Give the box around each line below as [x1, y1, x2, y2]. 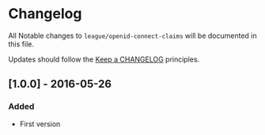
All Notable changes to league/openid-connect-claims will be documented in [8, 31, 257, 40]
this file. [8, 39, 34, 48]
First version [19, 119, 61, 129]
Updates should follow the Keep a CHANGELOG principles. [8, 54, 200, 64]
